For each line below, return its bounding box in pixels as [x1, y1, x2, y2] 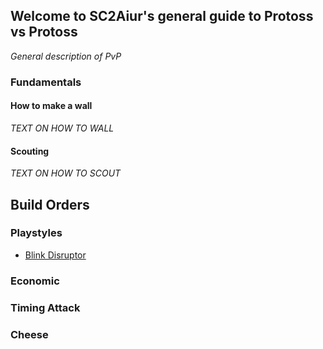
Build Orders [10, 196, 90, 213]
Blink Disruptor [24, 249, 87, 261]
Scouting [10, 145, 50, 157]
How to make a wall [10, 100, 93, 112]
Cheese [10, 327, 49, 341]
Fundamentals [10, 75, 82, 89]
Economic [10, 274, 60, 288]
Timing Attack [10, 300, 81, 314]
